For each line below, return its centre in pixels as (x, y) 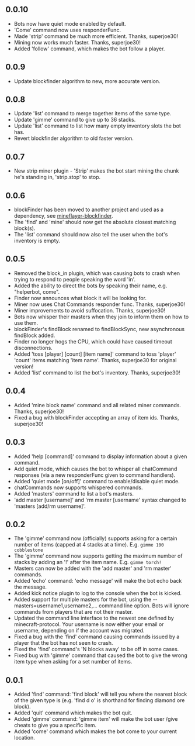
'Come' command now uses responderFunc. (67, 30)
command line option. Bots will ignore (144, 606)
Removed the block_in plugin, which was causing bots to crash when (97, 273)
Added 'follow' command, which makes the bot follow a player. (89, 49)
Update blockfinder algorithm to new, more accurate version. (87, 81)
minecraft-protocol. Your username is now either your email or (89, 624)
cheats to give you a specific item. (55, 726)
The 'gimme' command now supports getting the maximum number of (98, 556)
